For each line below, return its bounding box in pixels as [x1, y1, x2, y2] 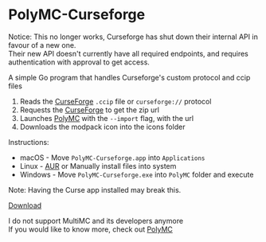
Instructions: [8, 137, 49, 146]
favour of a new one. [8, 40, 76, 49]
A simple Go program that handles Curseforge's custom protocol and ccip [8, 72, 251, 82]
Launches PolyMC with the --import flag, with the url [19, 113, 194, 123]
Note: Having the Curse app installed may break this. [8, 185, 182, 194]
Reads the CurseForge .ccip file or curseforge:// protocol [19, 96, 212, 106]
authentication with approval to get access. [8, 57, 150, 67]
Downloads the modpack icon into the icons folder [19, 122, 186, 131]
